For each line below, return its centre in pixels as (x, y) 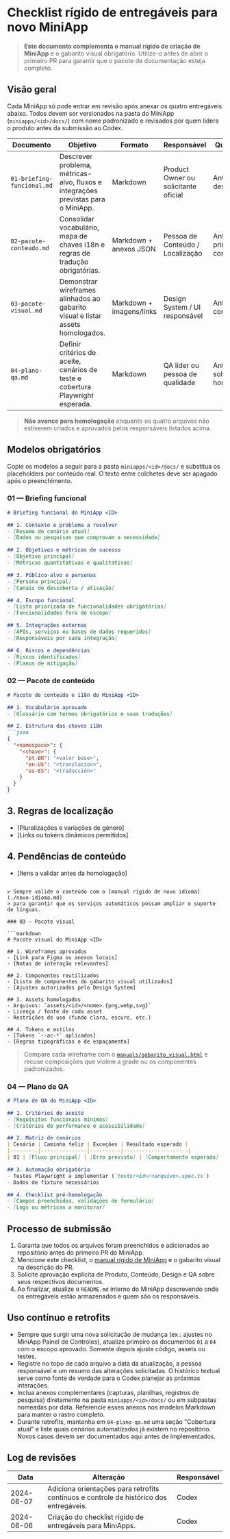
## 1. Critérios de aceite (46, 1113)
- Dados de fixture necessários (53, 1182)
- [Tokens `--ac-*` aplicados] (52, 1035)
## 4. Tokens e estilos (41, 1029)
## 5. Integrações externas (47, 626)
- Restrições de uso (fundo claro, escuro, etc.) (79, 1018)
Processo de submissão (59, 1229)
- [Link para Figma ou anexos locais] (62, 957)
